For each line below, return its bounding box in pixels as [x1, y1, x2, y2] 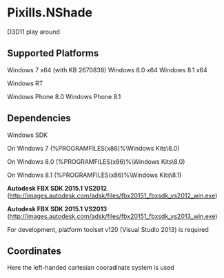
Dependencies [7, 112, 71, 125]
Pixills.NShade [7, 5, 93, 21]
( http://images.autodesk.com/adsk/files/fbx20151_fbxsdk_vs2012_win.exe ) [7, 191, 218, 200]
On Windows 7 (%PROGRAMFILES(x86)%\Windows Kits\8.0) [7, 144, 180, 152]
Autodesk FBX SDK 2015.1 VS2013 [7, 204, 108, 213]
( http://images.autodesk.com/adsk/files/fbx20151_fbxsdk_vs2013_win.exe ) [7, 212, 218, 220]
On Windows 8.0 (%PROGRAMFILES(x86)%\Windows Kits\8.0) [7, 157, 185, 166]
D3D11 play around [7, 28, 61, 36]
